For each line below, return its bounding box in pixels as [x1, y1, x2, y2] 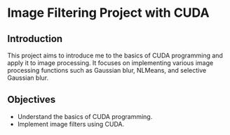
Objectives [7, 94, 56, 106]
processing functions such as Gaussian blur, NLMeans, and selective [7, 66, 207, 74]
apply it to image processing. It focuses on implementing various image [7, 59, 214, 67]
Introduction [7, 33, 63, 45]
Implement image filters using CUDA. [17, 120, 125, 128]
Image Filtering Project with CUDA [7, 5, 210, 21]
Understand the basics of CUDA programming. [17, 112, 153, 120]
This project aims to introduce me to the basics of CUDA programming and [7, 51, 223, 59]
